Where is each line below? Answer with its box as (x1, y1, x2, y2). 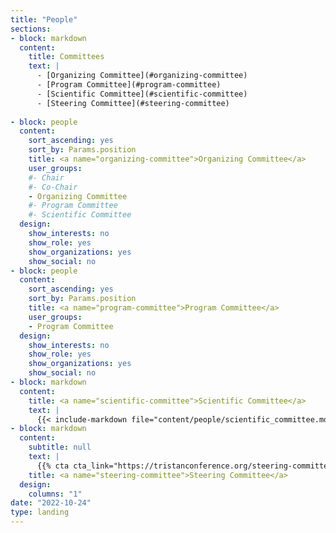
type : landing (10, 507, 70, 518)
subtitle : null (28, 442, 92, 453)
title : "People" (10, 14, 78, 25)
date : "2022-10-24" (10, 498, 92, 508)
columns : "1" (28, 489, 83, 499)
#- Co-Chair (28, 182, 78, 192)
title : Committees (28, 52, 105, 62)
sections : (10, 24, 52, 34)
